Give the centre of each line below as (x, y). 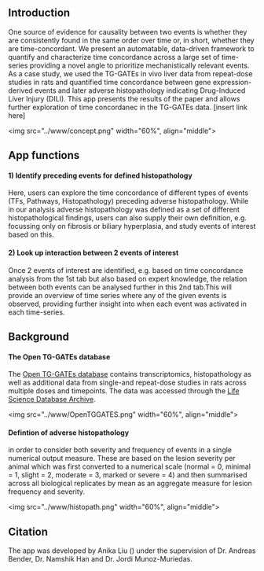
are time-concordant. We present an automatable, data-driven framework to (132, 48)
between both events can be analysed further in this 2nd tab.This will (120, 287)
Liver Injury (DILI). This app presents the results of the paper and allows (124, 98)
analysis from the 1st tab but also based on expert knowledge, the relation (128, 278)
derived (20, 90)
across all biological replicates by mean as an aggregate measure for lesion (130, 484)
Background (38, 337)
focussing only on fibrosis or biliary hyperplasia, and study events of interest (132, 227)
